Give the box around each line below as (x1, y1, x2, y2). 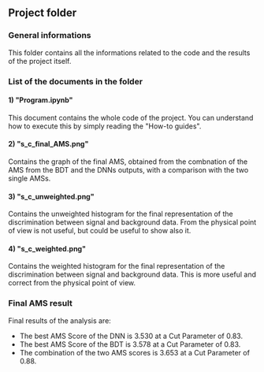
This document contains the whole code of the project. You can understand (8, 113, 254, 122)
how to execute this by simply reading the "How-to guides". (8, 121, 202, 131)
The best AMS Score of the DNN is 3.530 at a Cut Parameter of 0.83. (19, 331, 243, 340)
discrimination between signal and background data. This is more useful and (8, 270, 257, 279)
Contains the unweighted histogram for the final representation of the (8, 209, 234, 219)
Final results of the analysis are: (8, 315, 112, 325)
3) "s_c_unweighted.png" (8, 192, 95, 201)
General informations (8, 30, 92, 41)
